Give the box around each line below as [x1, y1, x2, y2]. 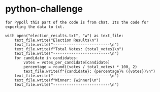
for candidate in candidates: [14, 55, 79, 60]
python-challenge [5, 3, 83, 15]
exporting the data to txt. [5, 24, 65, 29]
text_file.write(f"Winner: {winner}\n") [14, 77, 101, 83]
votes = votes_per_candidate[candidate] [23, 59, 110, 65]
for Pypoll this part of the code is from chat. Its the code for [5, 20, 149, 25]
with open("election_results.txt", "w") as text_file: [5, 33, 124, 38]
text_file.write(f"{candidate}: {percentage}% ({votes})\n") [23, 69, 156, 74]
